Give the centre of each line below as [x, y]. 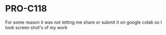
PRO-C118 [26, 9]
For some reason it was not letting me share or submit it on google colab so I [83, 22]
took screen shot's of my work [37, 27]
